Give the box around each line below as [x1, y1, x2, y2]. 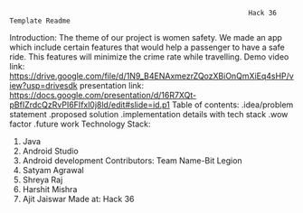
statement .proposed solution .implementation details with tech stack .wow [9, 109, 289, 119]
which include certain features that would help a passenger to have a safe [9, 42, 285, 52]
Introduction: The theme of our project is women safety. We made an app [9, 32, 283, 42]
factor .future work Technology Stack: [9, 118, 151, 129]
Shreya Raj [22, 174, 63, 185]
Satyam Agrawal [22, 165, 84, 175]
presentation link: [80, 80, 145, 90]
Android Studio [22, 145, 79, 156]
